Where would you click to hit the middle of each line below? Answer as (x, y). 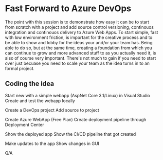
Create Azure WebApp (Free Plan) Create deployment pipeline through (76, 119)
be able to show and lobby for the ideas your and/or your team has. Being (79, 42)
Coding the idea (30, 84)
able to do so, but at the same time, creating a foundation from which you (79, 48)
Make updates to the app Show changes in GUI (52, 143)
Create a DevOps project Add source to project (52, 110)
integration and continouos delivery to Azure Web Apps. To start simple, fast (81, 32)
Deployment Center (25, 124)
